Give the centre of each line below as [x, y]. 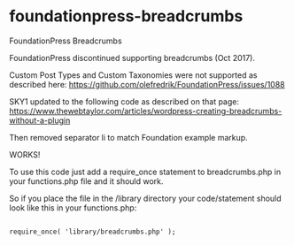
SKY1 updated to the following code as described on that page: [124, 101]
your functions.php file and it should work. [86, 181]
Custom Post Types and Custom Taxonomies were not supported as [133, 75]
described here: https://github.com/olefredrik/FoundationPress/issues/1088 [147, 84]
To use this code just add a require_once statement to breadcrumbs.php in [145, 172]
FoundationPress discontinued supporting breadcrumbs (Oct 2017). [132, 57]
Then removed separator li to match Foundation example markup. [128, 137]
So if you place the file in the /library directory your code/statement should [145, 198]
